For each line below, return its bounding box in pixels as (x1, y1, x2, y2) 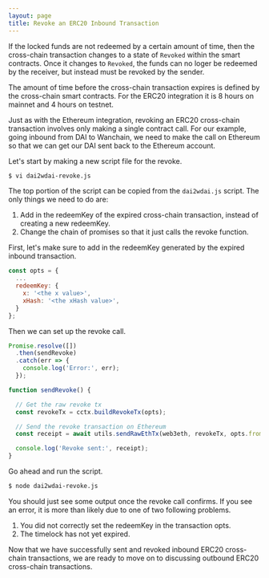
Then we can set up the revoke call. (8, 326, 126, 336)
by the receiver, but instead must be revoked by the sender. (8, 67, 205, 76)
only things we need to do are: (8, 194, 109, 205)
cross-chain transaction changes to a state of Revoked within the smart (8, 50, 241, 59)
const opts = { (8, 267, 59, 275)
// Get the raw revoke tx (15, 401, 102, 409)
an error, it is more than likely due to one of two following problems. (8, 505, 231, 515)
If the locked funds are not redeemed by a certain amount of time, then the (8, 41, 255, 51)
